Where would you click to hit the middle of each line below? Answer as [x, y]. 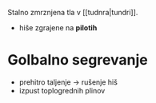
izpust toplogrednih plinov [62, 90]
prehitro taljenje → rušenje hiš [68, 82]
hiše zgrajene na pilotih [58, 28]
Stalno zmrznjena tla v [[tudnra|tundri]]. [73, 12]
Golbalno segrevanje [78, 60]
